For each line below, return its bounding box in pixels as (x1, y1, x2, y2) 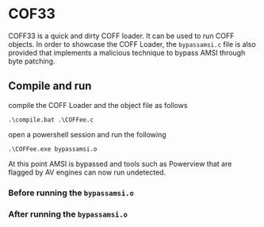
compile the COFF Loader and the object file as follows (8, 100, 188, 110)
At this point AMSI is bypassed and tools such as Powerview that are (8, 159, 232, 168)
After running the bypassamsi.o (8, 208, 128, 219)
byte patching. (8, 56, 55, 66)
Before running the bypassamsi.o (8, 187, 134, 198)
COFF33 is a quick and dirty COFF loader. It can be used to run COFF (8, 31, 235, 40)
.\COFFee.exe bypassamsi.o (8, 144, 98, 153)
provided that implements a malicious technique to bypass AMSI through (8, 48, 246, 57)
